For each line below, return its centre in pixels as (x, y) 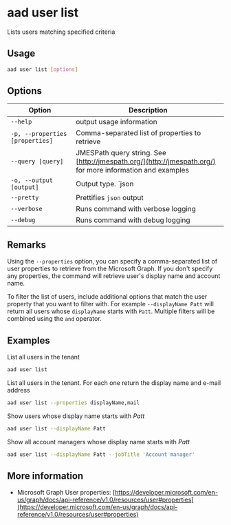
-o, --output (32, 180)
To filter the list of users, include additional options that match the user (107, 297)
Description (148, 110)
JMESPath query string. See (121, 153)
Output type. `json (104, 184)
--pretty (25, 198)
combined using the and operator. (54, 319)
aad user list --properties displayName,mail (73, 403)
